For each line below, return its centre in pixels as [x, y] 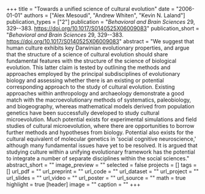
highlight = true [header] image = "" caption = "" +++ [73, 184]
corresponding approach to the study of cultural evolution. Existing [91, 87]
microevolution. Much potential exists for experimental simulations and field [102, 119]
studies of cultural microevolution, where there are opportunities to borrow [100, 126]
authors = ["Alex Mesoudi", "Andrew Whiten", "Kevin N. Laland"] [104, 15]
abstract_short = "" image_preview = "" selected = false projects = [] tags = [102, 165]
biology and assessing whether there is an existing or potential [85, 80]
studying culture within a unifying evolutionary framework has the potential [101, 152]
